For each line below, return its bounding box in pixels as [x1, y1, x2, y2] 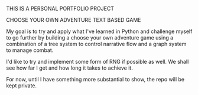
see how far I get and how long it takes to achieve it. [6, 64, 133, 71]
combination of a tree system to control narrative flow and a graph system [6, 41, 187, 47]
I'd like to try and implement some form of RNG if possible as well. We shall [6, 58, 189, 65]
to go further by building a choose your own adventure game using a [6, 34, 174, 41]
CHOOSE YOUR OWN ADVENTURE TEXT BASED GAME [6, 17, 141, 23]
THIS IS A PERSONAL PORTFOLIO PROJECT [6, 5, 114, 12]
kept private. [6, 82, 37, 89]
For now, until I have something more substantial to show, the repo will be [6, 76, 185, 83]
